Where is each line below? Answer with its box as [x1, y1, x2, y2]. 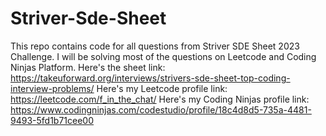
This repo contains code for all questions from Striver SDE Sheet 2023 [10, 40, 300, 52]
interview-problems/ [10, 82, 95, 94]
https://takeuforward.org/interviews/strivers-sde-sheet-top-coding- [10, 72, 291, 84]
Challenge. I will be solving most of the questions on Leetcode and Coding [10, 50, 317, 62]
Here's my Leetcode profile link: [96, 82, 228, 94]
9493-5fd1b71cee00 [10, 114, 95, 126]
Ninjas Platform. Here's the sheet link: [10, 61, 166, 73]
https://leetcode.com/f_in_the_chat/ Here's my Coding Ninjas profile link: [10, 93, 310, 105]
